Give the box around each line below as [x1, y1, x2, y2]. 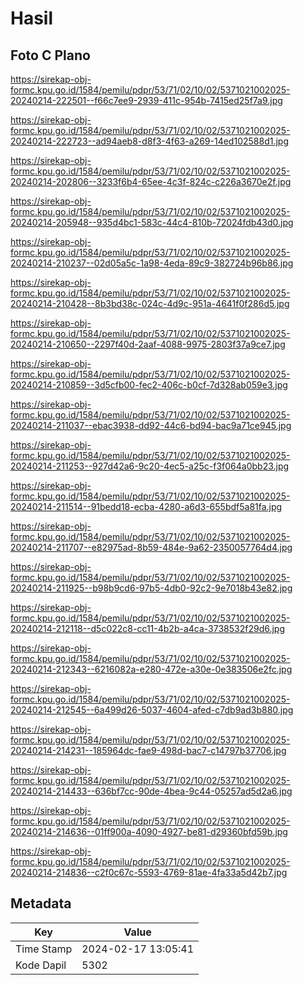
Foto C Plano [10, 47, 91, 64]
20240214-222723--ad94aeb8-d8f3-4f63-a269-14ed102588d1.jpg [10, 135, 289, 147]
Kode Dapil [15, 958, 67, 972]
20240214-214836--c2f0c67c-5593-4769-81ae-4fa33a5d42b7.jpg [10, 867, 288, 878]
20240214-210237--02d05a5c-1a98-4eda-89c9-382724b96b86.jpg [10, 257, 294, 269]
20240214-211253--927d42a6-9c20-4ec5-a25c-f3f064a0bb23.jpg [10, 460, 290, 472]
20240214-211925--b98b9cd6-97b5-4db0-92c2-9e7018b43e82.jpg [10, 582, 293, 594]
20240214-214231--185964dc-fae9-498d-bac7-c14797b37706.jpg [10, 745, 287, 756]
